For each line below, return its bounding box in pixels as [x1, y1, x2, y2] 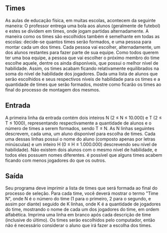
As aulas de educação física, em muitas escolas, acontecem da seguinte [5, 17, 156, 23]
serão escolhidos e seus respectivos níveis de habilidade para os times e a [5, 76, 160, 82]
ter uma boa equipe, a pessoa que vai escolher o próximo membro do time [5, 55, 160, 61]
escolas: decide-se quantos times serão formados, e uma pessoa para [5, 39, 152, 45]
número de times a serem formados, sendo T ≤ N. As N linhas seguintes [5, 125, 155, 131]
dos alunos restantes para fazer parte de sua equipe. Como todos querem [5, 49, 159, 55]
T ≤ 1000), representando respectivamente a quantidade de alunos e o [5, 120, 152, 126]
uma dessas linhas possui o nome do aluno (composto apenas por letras [5, 136, 155, 142]
